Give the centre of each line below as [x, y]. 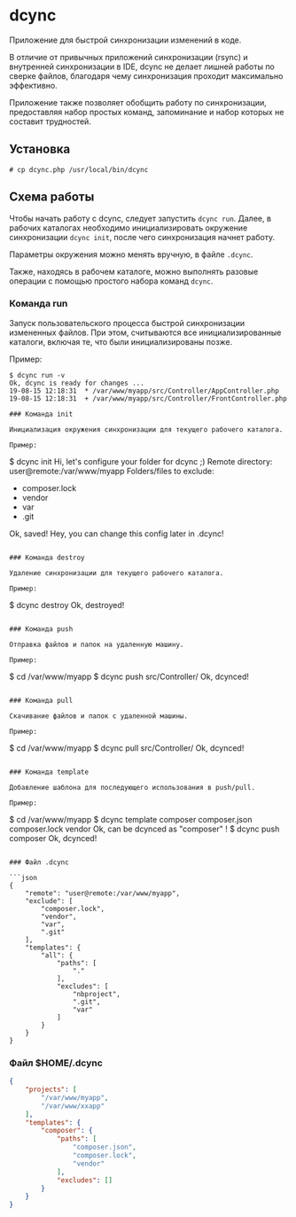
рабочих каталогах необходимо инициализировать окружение [129, 228]
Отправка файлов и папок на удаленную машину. [97, 644]
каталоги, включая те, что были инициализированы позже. [121, 341]
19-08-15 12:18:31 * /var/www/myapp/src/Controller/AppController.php [144, 391]
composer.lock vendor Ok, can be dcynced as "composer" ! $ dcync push [144, 829]
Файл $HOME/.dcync [56, 1063]
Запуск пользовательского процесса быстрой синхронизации [127, 323]
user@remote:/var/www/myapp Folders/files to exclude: [112, 471]
